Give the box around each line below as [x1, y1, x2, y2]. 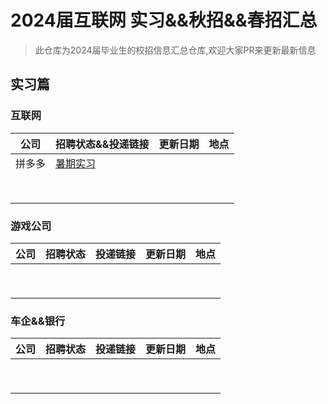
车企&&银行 [10, 314, 66, 328]
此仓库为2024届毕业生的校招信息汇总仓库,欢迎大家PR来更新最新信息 [34, 44, 317, 56]
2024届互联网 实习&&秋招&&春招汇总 [10, 9, 318, 32]
